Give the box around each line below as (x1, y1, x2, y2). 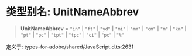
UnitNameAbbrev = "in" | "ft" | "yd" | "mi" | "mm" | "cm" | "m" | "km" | (20, 24, 187, 32)
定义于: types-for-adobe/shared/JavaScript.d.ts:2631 (6, 43, 133, 50)
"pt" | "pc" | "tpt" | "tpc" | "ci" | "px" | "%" (20, 31, 125, 38)
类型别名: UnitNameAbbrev (6, 5, 139, 19)
